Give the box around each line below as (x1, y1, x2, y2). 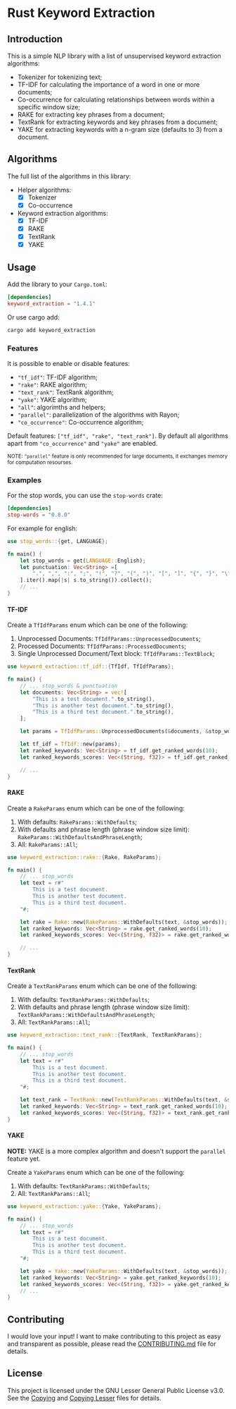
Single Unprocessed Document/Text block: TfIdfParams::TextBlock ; (17, 649, 215, 658)
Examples (7, 475, 42, 484)
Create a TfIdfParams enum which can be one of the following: (7, 621, 188, 629)
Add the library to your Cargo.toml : (7, 280, 107, 288)
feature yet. (7, 1154, 41, 1163)
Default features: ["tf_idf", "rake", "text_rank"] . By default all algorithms (7, 432, 228, 440)
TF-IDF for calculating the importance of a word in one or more (17, 80, 200, 89)
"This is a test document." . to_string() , (32, 695, 156, 702)
